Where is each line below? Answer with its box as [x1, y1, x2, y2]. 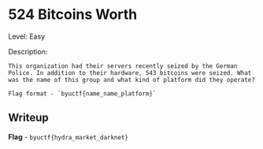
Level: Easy [8, 32, 46, 41]
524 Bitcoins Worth [8, 6, 138, 24]
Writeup [8, 111, 49, 125]
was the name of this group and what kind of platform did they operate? [8, 76, 256, 84]
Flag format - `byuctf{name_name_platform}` [8, 89, 157, 98]
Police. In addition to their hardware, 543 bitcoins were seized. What [8, 69, 252, 76]
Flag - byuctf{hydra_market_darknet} [8, 132, 128, 141]
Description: [8, 47, 48, 56]
